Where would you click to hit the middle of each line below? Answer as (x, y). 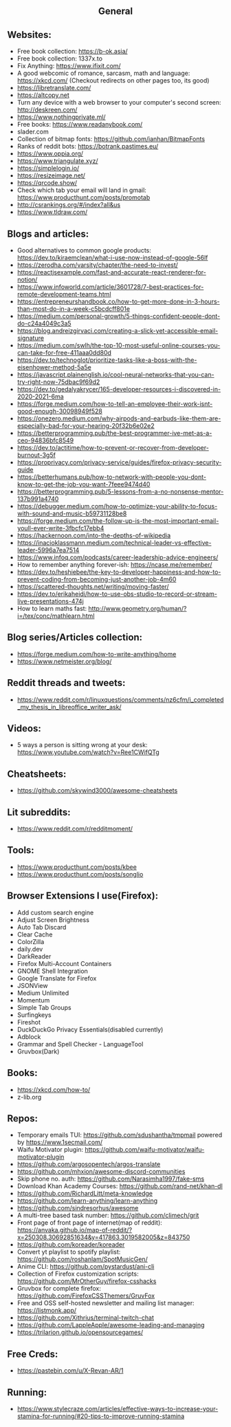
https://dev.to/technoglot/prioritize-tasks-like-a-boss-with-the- (107, 360)
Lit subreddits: (39, 812)
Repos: (22, 1118)
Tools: (21, 850)
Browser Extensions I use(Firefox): (83, 896)
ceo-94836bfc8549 (45, 440)
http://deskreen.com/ (47, 110)
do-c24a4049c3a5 (44, 323)
